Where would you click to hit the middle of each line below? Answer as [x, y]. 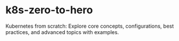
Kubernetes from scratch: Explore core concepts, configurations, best [90, 26]
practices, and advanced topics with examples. [62, 32]
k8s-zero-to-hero [49, 10]
